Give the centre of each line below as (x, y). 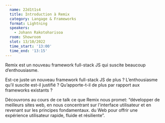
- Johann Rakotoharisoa (39, 32)
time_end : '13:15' (29, 51)
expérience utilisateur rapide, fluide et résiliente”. (55, 115)
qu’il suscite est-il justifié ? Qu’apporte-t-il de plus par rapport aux (73, 85)
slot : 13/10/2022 (27, 42)
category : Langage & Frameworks (43, 19)
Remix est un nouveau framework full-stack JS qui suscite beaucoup (76, 65)
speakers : (20, 28)
